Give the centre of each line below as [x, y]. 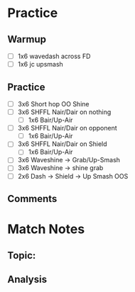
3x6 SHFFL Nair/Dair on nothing [64, 112]
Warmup [27, 39]
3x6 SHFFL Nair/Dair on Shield [63, 144]
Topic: [22, 255]
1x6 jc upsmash [40, 64]
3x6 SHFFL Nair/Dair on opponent [67, 128]
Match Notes [46, 229]
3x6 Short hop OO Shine [53, 103]
